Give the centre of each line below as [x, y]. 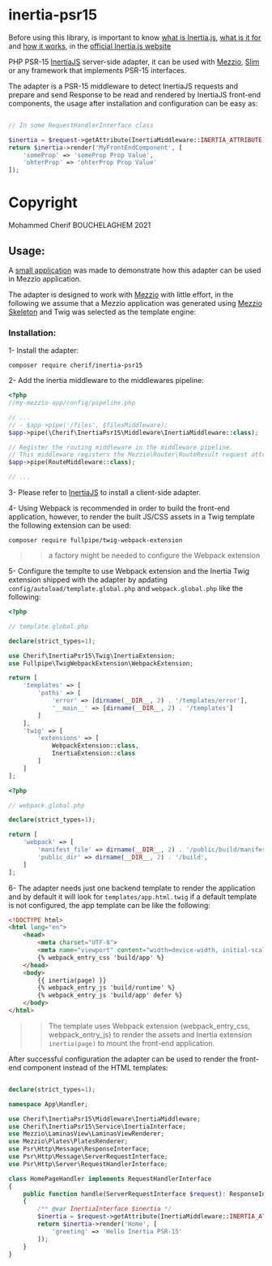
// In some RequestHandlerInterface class [81, 125]
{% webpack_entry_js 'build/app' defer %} [110, 996]
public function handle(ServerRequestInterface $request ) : [125, 1194]
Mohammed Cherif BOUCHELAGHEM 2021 [80, 226]
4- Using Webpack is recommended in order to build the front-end [119, 508]
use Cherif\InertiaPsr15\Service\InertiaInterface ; [97, 1126]
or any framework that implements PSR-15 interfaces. [98, 70]
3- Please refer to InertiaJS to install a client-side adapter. [104, 493]
